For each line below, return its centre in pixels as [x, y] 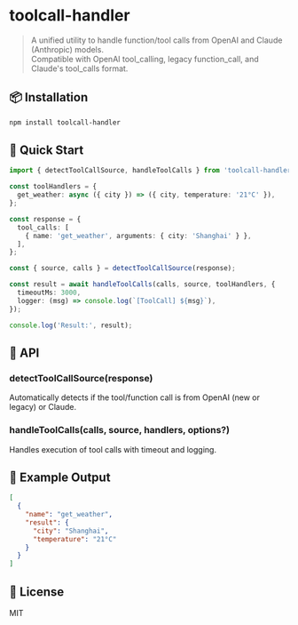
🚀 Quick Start [47, 151]
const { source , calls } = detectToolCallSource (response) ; [123, 268]
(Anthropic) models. [67, 49]
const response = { [45, 219]
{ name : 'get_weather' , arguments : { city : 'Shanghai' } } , [138, 236]
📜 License [37, 592]
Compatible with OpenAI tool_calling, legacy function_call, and [145, 59]
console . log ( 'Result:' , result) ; [71, 325]
